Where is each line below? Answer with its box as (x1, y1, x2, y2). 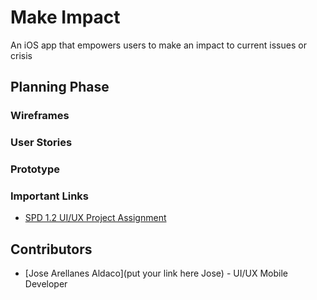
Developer (24, 278, 68, 290)
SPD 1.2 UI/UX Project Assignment (24, 212, 167, 224)
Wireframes (10, 109, 70, 123)
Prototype (10, 162, 61, 176)
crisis (10, 49, 33, 61)
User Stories (10, 136, 73, 150)
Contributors (10, 241, 93, 258)
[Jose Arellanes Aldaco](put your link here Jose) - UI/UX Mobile (24, 267, 288, 280)
